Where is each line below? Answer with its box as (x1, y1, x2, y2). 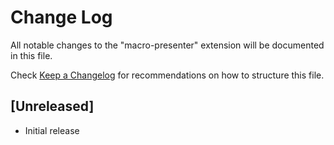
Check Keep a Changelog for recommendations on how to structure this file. (10, 69, 325, 81)
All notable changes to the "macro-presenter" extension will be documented (10, 39, 325, 51)
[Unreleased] (10, 98, 95, 115)
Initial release (24, 124, 80, 136)
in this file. (10, 49, 53, 61)
